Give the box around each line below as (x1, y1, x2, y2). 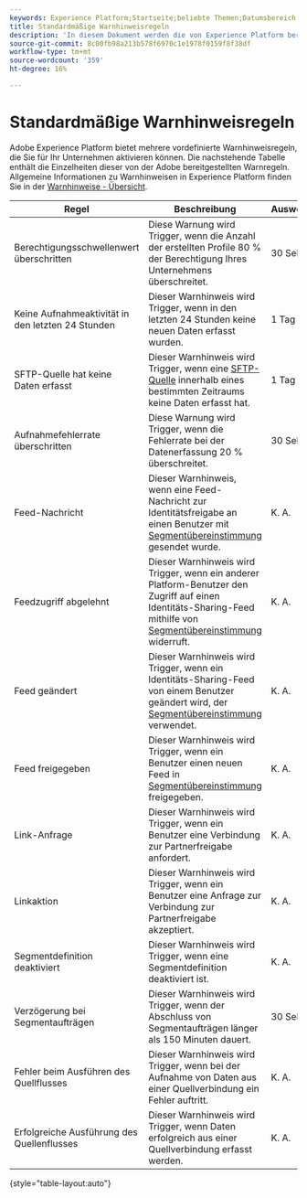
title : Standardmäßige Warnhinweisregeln (9, 22, 170, 31)
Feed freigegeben (14, 762, 91, 775)
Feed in (147, 767, 180, 780)
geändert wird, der (147, 696, 228, 709)
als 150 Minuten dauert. (147, 1032, 251, 1045)
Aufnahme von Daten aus (147, 1071, 258, 1084)
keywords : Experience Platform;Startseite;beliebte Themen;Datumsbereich (9, 13, 297, 23)
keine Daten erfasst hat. (147, 396, 250, 409)
